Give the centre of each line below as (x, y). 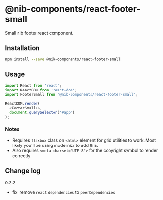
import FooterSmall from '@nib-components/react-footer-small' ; (72, 95)
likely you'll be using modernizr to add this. (55, 145)
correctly (21, 155)
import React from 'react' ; (34, 86)
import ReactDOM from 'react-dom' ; (41, 90)
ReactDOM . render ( (23, 104)
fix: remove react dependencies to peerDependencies (64, 192)
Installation (22, 48)
